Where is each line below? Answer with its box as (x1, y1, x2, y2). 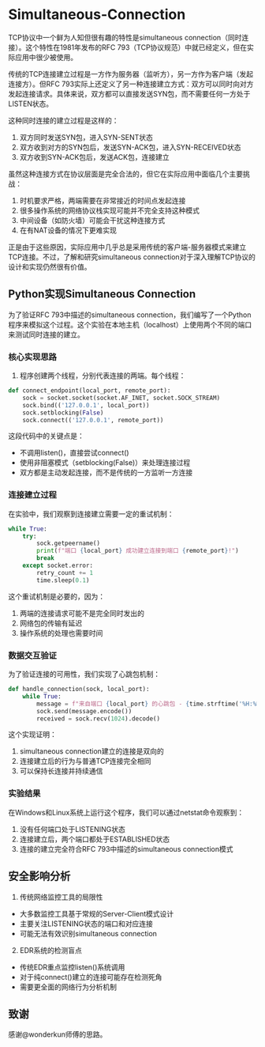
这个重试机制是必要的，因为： (8, 592, 105, 601)
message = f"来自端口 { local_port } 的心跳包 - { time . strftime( (36, 700, 239, 708)
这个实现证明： (8, 730, 57, 739)
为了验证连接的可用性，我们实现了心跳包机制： (8, 670, 160, 679)
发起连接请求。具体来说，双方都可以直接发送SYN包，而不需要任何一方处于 (8, 89, 251, 98)
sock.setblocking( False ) (22, 409, 104, 417)
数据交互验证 (8, 650, 58, 661)
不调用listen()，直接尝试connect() (19, 448, 129, 458)
